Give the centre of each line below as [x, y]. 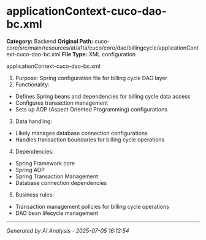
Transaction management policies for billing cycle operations [92, 206]
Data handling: [33, 121]
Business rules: [34, 195]
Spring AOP [30, 170]
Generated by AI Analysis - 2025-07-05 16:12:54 [68, 230]
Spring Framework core [45, 163]
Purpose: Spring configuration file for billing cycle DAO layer [91, 78]
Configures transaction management [62, 103]
